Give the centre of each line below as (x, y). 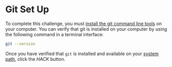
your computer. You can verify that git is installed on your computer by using (86, 29)
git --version (21, 44)
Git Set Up (27, 9)
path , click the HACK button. (35, 59)
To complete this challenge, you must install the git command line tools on (83, 24)
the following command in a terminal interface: (54, 34)
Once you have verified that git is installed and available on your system (82, 53)
